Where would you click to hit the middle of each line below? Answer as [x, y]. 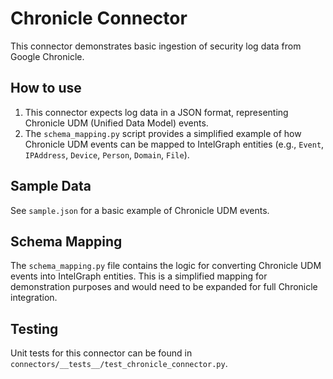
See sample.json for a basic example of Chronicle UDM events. [140, 210]
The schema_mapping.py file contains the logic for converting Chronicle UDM [166, 266]
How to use [46, 88]
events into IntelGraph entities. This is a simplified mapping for [139, 276]
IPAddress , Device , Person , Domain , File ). [107, 154]
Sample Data [51, 186]
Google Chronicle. [47, 56]
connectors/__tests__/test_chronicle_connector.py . [119, 364]
